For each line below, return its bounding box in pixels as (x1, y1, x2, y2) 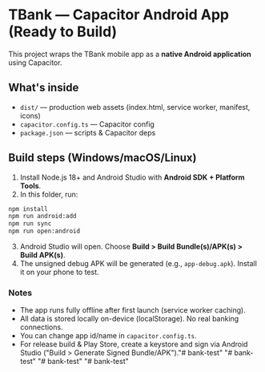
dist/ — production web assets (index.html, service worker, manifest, (19, 102, 251, 111)
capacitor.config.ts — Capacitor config (19, 119, 155, 129)
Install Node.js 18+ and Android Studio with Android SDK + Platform (19, 172, 246, 182)
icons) (19, 111, 42, 120)
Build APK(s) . (19, 250, 66, 260)
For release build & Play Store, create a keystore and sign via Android (19, 339, 248, 350)
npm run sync (8, 220, 52, 228)
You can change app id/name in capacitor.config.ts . (19, 331, 198, 341)
